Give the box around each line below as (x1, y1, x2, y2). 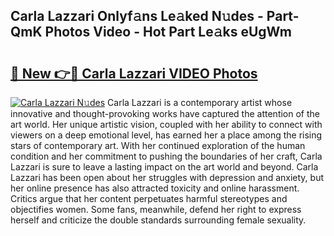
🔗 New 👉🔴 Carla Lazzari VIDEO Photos (10, 65, 258, 82)
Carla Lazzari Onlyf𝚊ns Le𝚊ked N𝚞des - (10, 8, 264, 25)
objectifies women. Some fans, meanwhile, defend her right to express (10, 204, 302, 215)
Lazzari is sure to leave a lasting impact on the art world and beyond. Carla (10, 161, 319, 173)
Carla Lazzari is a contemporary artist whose (107, 97, 293, 108)
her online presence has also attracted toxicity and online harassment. (10, 182, 300, 194)
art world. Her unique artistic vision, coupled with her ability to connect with (10, 119, 323, 130)
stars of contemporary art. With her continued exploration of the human (10, 140, 306, 151)
